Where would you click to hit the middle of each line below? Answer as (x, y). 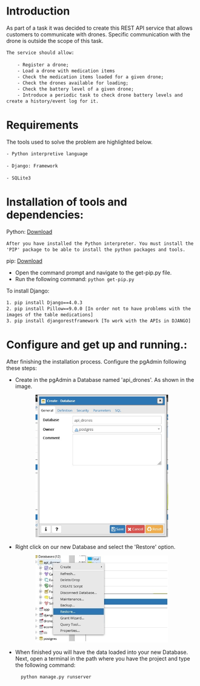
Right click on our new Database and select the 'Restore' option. (95, 547)
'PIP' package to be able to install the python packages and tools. (96, 250)
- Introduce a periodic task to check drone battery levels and (100, 95)
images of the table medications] (50, 315)
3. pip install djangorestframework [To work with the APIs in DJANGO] (98, 321)
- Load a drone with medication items (66, 71)
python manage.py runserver (56, 677)
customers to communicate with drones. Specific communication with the (98, 34)
